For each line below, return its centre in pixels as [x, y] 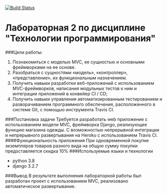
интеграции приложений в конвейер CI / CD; [60, 94]
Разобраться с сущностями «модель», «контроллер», [70, 72]
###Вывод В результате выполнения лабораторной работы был [73, 176]
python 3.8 [23, 161]
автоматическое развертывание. [40, 186]
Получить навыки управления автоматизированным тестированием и [87, 99]
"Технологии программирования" [81, 39]
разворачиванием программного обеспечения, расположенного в [84, 104]
